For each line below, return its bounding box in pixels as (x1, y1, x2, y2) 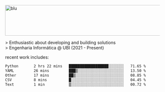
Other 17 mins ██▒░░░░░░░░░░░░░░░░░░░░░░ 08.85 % (5, 73, 146, 78)
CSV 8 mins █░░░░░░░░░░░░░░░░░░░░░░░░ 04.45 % (5, 77, 146, 82)
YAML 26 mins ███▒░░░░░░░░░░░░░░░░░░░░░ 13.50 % (5, 68, 146, 73)
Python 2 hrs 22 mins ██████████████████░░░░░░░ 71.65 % (5, 64, 146, 69)
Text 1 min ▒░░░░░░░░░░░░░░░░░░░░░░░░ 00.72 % (5, 82, 146, 87)
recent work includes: (5, 54, 49, 60)
